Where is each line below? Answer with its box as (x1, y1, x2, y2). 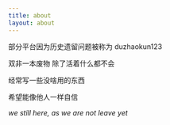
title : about (8, 11, 52, 20)
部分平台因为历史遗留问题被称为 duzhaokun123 (8, 41, 163, 51)
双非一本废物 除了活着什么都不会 (8, 59, 115, 68)
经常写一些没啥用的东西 (8, 75, 85, 85)
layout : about (8, 19, 56, 27)
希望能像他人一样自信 (8, 92, 78, 101)
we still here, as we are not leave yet (8, 108, 129, 117)
